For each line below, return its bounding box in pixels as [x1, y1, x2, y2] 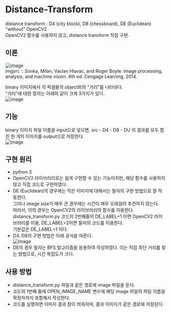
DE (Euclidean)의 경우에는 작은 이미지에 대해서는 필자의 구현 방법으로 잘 [12, 188, 157, 194]
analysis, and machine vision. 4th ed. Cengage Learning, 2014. [5, 73, 138, 79]
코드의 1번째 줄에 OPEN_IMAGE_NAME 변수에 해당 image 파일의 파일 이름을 [12, 288, 165, 295]
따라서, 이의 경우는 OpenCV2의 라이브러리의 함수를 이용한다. [12, 207, 134, 213]
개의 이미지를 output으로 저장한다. [16, 133, 84, 139]
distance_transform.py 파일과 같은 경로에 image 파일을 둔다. [12, 282, 135, 288]
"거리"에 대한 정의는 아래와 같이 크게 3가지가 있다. [5, 90, 105, 96]
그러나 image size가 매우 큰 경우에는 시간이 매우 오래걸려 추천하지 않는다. [12, 201, 159, 207]
